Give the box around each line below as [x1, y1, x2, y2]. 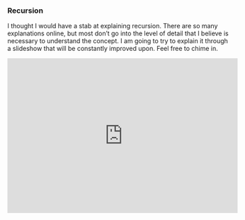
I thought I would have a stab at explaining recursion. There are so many [7, 22, 218, 30]
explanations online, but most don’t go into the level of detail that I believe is [7, 29, 229, 37]
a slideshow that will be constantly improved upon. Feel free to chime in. [7, 45, 218, 53]
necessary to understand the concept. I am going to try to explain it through [7, 37, 229, 45]
